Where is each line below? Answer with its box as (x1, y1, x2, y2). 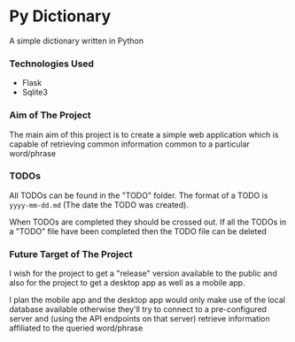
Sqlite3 (21, 87, 49, 98)
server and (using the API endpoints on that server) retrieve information (9, 314, 270, 324)
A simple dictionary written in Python (9, 35, 144, 46)
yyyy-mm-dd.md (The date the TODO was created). (9, 199, 189, 209)
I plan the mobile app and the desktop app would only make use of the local (9, 294, 286, 306)
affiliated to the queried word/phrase (9, 323, 144, 333)
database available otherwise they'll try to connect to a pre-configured (9, 304, 268, 315)
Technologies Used (9, 57, 95, 70)
